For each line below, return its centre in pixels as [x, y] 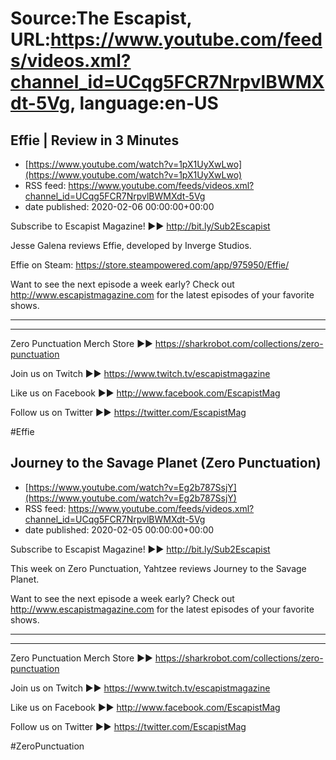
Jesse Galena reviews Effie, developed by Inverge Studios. [131, 245]
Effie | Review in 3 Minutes [95, 140]
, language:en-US [144, 103]
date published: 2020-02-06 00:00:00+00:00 [119, 206]
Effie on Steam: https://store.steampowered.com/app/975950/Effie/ [150, 265]
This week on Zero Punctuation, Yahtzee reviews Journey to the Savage [158, 568]
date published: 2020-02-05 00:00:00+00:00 [119, 529]
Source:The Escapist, [101, 18]
